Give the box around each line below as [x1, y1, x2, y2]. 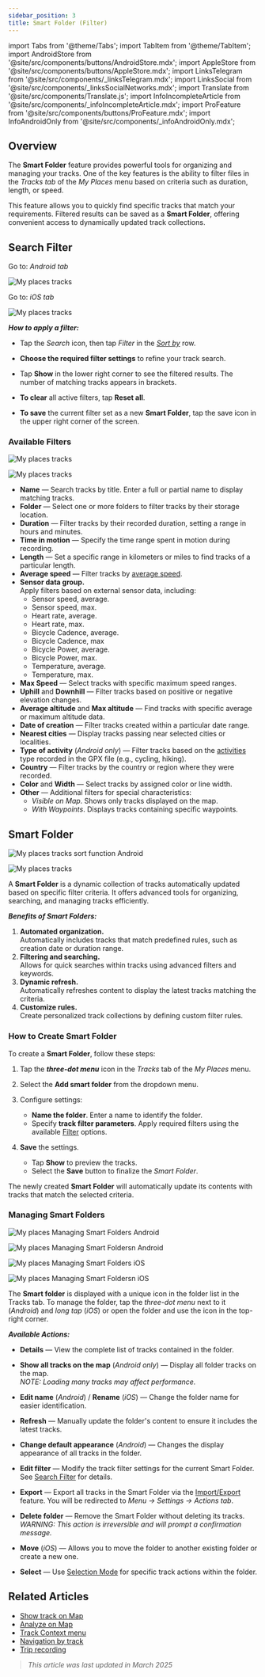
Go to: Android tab [8, 262, 69, 272]
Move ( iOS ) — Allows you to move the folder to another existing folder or [19, 1543, 258, 1553]
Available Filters [8, 436, 72, 447]
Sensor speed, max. [31, 603, 97, 612]
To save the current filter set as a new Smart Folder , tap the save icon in [19, 409, 257, 418]
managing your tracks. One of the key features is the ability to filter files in [8, 169, 249, 178]
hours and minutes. [19, 527, 83, 537]
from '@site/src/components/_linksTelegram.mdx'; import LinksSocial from [8, 74, 252, 84]
